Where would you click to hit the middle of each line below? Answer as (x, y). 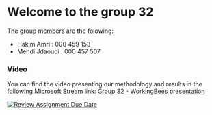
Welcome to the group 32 (80, 12)
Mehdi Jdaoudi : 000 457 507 (59, 51)
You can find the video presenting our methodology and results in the (105, 84)
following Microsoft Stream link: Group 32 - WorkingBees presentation (106, 91)
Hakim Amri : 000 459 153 (54, 44)
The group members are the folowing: (61, 31)
